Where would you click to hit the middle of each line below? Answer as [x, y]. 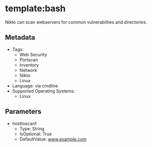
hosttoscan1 [24, 123]
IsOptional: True [36, 134]
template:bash [36, 9]
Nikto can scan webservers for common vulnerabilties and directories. [76, 22]
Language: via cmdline [35, 86]
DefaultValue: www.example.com [53, 139]
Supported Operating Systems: [43, 91]
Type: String [32, 128]
